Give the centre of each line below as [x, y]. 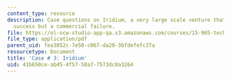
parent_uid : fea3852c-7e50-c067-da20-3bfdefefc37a [81, 45]
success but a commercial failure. [64, 26]
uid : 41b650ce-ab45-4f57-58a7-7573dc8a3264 [70, 65]
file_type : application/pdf [47, 39]
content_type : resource [41, 13]
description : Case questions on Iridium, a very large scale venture [109, 20]
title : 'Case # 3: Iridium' [47, 58]
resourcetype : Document [41, 52]
